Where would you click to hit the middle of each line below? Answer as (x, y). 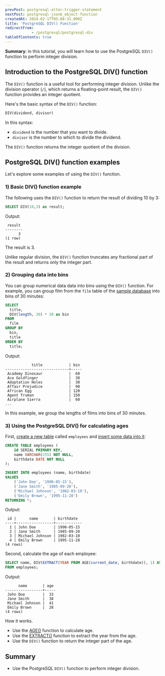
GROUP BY (14, 328)
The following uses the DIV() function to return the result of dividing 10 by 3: (82, 197)
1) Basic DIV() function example (43, 187)
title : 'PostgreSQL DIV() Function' (42, 23)
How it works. (19, 621)
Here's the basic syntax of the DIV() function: (51, 104)
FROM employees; (22, 567)
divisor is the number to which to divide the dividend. (67, 137)
